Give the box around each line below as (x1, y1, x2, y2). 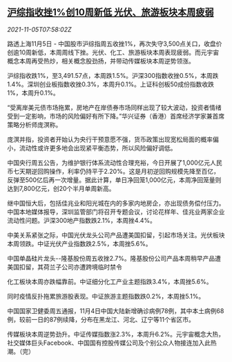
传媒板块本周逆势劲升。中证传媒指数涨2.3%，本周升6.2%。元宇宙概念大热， (7, 330, 225, 338)
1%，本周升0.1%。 (7, 88, 60, 97)
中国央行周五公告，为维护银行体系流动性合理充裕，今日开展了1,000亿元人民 (7, 158, 222, 167)
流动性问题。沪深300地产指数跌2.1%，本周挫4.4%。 (7, 216, 157, 224)
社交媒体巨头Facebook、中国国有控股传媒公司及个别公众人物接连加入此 (7, 339, 211, 347)
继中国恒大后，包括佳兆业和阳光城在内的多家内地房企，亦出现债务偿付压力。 (7, 199, 225, 207)
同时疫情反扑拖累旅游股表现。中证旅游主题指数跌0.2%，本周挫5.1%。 (7, 292, 205, 300)
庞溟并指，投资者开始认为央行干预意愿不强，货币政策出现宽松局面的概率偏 (7, 135, 219, 143)
